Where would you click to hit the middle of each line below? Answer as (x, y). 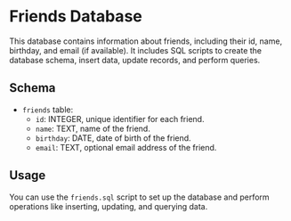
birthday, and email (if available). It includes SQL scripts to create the (136, 50)
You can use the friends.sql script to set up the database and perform (139, 197)
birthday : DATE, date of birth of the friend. (113, 138)
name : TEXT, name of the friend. (93, 128)
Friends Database (76, 16)
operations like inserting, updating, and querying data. (109, 206)
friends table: (48, 110)
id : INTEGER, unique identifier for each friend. (120, 119)
